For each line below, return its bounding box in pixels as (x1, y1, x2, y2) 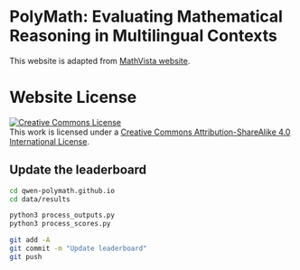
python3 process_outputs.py (9, 210, 116, 220)
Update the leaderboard (9, 163, 147, 178)
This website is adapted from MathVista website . (9, 55, 191, 66)
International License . (9, 135, 90, 146)
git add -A (9, 236, 51, 245)
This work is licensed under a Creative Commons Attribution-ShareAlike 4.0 (9, 126, 291, 137)
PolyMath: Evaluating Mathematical (9, 6, 283, 27)
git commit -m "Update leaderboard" (9, 244, 147, 254)
